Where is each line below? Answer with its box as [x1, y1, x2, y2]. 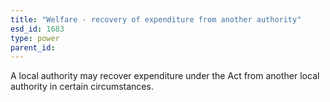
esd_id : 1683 [10, 24, 65, 34]
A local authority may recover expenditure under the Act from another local [10, 70, 320, 82]
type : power [10, 33, 60, 43]
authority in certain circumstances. [10, 81, 154, 93]
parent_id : [10, 42, 56, 53]
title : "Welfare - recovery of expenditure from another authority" [10, 14, 302, 25]
